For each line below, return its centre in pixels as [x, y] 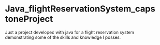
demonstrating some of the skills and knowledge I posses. [63, 37]
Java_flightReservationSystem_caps [80, 9]
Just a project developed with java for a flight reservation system [70, 32]
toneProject [29, 19]
